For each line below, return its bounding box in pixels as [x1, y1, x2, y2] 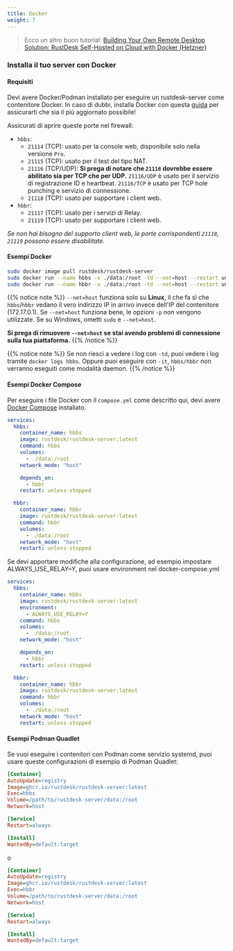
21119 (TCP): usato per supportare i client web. [27, 216, 162, 224]
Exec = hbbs [7, 790, 36, 797]
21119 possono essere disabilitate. [7, 237, 105, 245]
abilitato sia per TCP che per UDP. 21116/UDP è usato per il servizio [27, 171, 220, 180]
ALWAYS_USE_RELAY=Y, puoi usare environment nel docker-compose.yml [7, 565, 220, 573]
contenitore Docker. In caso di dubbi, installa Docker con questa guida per [7, 100, 219, 108]
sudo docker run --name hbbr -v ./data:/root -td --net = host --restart [7, 280, 218, 288]
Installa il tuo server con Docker [7, 60, 116, 70]
